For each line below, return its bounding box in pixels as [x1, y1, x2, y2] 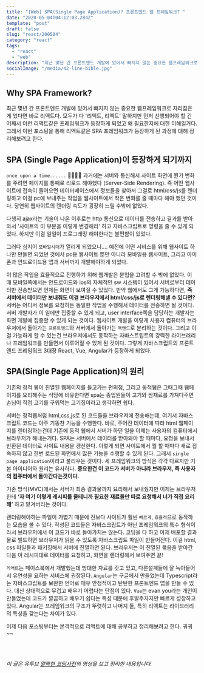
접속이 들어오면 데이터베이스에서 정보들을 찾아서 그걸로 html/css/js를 [22, 187, 186, 194]
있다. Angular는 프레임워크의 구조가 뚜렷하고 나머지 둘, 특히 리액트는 [6, 602, 168, 609]
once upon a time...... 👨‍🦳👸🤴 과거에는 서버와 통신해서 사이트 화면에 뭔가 [6, 172, 184, 179]
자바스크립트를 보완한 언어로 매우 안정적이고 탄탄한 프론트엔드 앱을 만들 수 [12, 579, 188, 586]
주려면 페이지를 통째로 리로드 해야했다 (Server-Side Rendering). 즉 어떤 [12, 180, 184, 186]
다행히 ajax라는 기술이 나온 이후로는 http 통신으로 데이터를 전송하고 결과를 [6, 215, 182, 222]
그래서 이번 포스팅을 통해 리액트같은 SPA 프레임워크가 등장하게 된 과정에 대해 [6, 127, 188, 135]
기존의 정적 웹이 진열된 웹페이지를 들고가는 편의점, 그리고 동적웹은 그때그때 [6, 384, 183, 391]
